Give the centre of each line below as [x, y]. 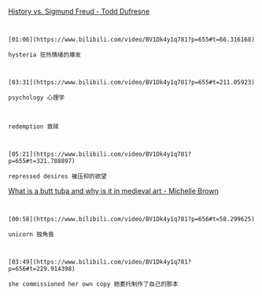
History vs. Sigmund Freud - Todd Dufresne [79, 11]
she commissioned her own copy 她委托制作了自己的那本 [93, 284]
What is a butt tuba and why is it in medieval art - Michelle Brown [113, 191]
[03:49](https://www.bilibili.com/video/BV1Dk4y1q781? [100, 262]
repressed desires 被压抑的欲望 [58, 176]
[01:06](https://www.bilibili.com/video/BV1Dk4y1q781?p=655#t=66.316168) [132, 39]
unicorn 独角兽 [31, 235]
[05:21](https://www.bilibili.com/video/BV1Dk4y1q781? [100, 154]
